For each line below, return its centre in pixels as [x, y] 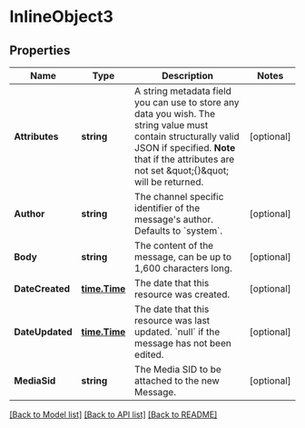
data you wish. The [175, 114]
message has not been [183, 343]
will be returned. [169, 182]
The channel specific [179, 197]
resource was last [172, 320]
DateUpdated [43, 332]
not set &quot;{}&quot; [182, 170]
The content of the [174, 245]
